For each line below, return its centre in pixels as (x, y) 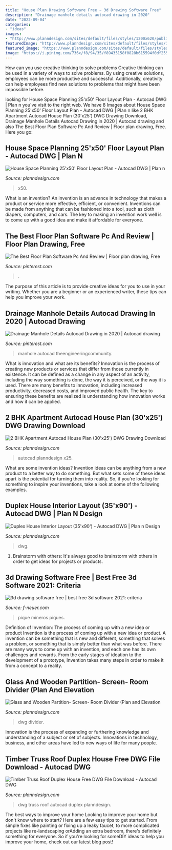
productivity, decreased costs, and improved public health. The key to (79, 391)
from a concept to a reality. (34, 666)
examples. (16, 490)
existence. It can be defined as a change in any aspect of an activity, (78, 374)
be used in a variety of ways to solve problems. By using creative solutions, (85, 73)
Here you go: (19, 132)
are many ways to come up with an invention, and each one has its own (81, 650)
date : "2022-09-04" (26, 19)
